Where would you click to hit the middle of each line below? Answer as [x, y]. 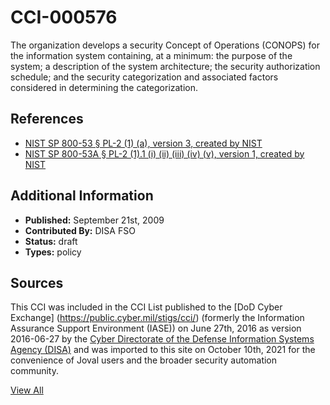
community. [34, 371]
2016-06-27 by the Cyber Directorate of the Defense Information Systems [162, 339]
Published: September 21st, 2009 [94, 220]
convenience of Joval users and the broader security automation [144, 360]
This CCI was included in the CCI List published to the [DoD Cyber [146, 307]
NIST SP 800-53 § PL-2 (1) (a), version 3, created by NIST [143, 143]
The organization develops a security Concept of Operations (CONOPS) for [165, 45]
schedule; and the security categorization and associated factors [144, 77]
